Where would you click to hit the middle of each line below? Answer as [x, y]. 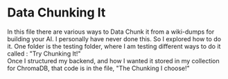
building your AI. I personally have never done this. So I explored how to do [114, 38]
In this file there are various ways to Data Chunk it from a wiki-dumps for [111, 32]
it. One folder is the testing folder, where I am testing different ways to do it [114, 46]
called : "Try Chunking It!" [44, 54]
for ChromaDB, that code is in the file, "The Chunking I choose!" [99, 68]
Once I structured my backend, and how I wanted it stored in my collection [113, 60]
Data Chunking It [56, 13]
